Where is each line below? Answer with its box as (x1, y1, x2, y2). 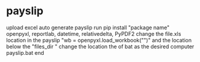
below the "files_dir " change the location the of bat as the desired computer (6, 43, 195, 50)
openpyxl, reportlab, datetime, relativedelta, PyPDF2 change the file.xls (6, 30, 181, 37)
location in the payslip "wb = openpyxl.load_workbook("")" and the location (6, 36, 192, 44)
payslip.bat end (6, 49, 45, 56)
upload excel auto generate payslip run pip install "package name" (6, 24, 170, 31)
